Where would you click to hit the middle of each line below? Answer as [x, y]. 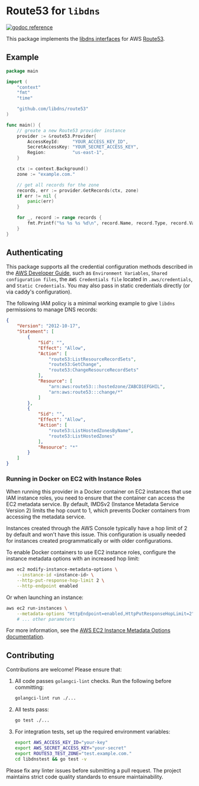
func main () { [24, 125]
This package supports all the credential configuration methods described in [99, 267]
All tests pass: [32, 710]
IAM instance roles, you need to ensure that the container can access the [95, 498]
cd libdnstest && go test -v [51, 759]
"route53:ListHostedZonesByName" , [91, 430]
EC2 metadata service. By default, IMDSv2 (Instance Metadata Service [92, 504]
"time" [25, 98]
